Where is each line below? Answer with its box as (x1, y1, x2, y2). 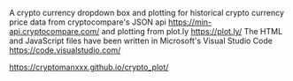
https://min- (167, 17, 212, 27)
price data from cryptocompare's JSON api (9, 17, 166, 27)
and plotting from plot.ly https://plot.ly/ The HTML (101, 26, 283, 36)
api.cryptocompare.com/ (9, 26, 100, 36)
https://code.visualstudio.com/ (9, 45, 121, 55)
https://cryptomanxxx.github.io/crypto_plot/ (9, 62, 169, 72)
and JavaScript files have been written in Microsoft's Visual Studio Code (9, 35, 273, 46)
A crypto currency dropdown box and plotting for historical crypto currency (9, 8, 285, 18)
